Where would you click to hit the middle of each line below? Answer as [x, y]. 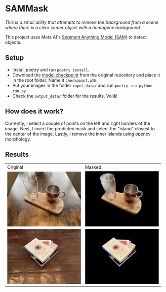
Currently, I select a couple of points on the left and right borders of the [78, 123]
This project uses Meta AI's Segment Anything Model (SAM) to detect [76, 37]
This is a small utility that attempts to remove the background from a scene [82, 22]
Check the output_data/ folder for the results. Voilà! [65, 96]
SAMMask [27, 9]
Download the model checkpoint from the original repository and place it [86, 75]
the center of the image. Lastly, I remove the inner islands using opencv [78, 134]
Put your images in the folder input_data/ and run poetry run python [82, 85]
